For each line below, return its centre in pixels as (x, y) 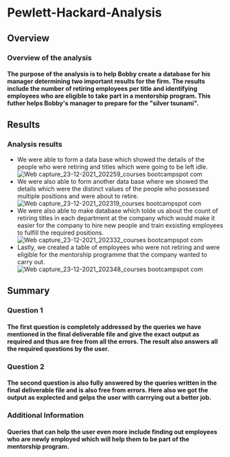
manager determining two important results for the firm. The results (106, 81)
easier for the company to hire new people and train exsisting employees (120, 225)
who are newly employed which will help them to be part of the (98, 439)
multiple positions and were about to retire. (78, 196)
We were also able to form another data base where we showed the (113, 181)
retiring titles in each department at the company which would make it (116, 217)
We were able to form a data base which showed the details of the (111, 159)
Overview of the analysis (49, 58)
